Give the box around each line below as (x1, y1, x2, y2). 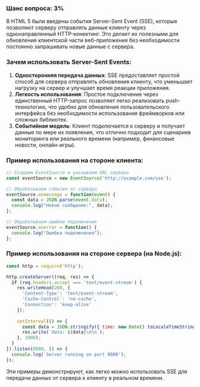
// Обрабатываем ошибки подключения (6, 219, 97, 225)
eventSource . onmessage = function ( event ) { (6, 191, 116, 197)
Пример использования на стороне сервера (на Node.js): (6, 249, 182, 258)
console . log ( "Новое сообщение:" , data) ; (11, 203, 113, 209)
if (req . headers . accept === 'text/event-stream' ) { (11, 279, 143, 286)
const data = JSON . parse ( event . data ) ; (11, 197, 108, 203)
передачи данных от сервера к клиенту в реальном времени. (6, 374, 164, 381)
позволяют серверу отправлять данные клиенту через (6, 24, 146, 31)
